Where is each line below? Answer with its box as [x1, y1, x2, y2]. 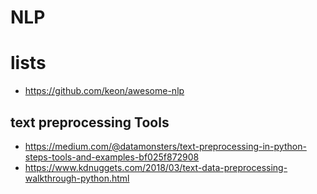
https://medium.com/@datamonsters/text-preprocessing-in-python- [24, 140, 307, 152]
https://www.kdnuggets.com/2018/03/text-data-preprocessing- [24, 161, 288, 173]
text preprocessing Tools [10, 114, 170, 131]
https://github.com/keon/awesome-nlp [24, 85, 185, 97]
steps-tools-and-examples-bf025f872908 [24, 151, 200, 163]
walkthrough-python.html [24, 172, 130, 184]
